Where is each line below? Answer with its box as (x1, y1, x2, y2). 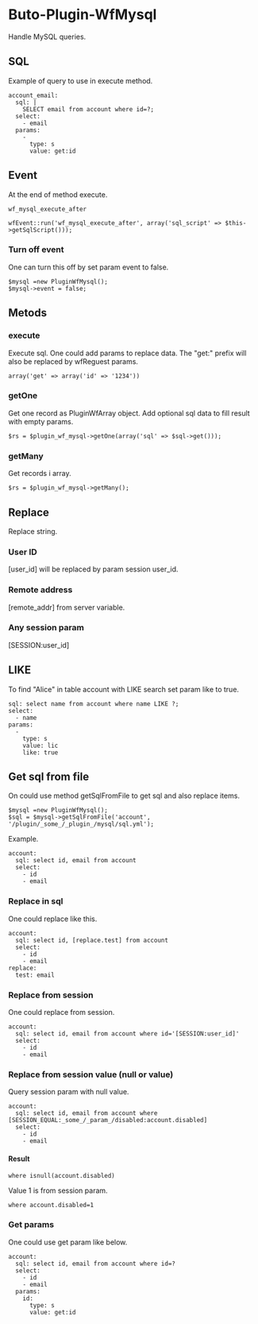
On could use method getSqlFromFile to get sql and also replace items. (8, 791, 241, 800)
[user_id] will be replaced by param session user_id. (8, 564, 179, 574)
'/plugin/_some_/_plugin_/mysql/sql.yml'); (8, 820, 155, 828)
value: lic (22, 741, 59, 749)
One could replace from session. (8, 1008, 115, 1017)
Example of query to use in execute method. (8, 75, 153, 85)
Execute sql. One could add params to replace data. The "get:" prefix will (8, 348, 247, 358)
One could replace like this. (8, 914, 98, 923)
